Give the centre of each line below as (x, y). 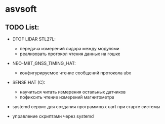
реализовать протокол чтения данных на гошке (70, 54)
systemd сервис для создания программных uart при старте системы (86, 107)
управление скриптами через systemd (53, 116)
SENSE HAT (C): (29, 82)
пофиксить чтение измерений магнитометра (67, 97)
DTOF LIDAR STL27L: (34, 39)
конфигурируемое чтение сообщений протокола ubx (76, 73)
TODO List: (22, 27)
